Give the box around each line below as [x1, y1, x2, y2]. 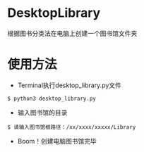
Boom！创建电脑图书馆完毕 [17, 137, 97, 145]
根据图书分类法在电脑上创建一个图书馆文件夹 [7, 29, 138, 37]
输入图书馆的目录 [17, 108, 68, 117]
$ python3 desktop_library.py [7, 95, 97, 102]
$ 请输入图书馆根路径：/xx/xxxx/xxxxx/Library [7, 123, 136, 131]
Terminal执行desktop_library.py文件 [17, 81, 122, 89]
